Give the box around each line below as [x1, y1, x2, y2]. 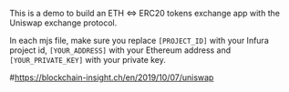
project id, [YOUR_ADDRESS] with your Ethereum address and [9, 45, 232, 56]
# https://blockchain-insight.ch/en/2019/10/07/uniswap [9, 72, 214, 83]
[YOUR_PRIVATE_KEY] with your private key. [9, 55, 167, 65]
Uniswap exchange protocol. [9, 17, 118, 28]
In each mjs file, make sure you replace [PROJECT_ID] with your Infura [9, 36, 269, 46]
